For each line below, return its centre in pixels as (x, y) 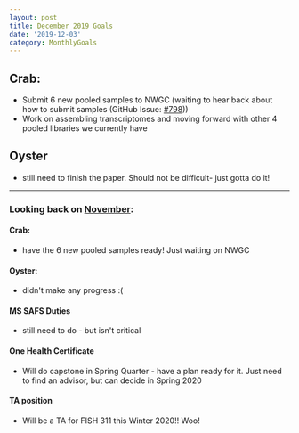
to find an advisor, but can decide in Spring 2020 (112, 380)
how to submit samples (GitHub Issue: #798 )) (105, 110)
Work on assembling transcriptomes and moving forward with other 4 (149, 119)
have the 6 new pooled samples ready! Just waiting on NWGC (136, 250)
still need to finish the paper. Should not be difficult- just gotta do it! (146, 177)
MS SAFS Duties (40, 310)
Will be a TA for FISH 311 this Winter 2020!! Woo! (111, 421)
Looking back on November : (72, 208)
